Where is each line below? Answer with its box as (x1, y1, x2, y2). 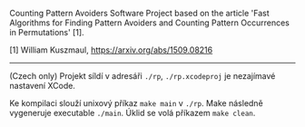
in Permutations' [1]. (9, 27, 84, 37)
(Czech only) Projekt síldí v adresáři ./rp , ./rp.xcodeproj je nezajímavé (9, 71, 276, 81)
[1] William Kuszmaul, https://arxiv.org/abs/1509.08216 (9, 44, 213, 55)
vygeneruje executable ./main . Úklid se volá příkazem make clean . (9, 108, 256, 118)
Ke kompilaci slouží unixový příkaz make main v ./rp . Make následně (9, 98, 263, 108)
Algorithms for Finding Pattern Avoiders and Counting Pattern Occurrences (9, 17, 290, 28)
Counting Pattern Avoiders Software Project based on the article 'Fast (9, 8, 270, 18)
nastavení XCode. (9, 81, 75, 91)
